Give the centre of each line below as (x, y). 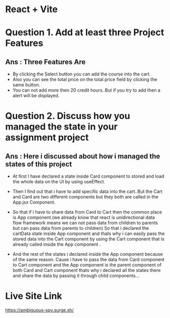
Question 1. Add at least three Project (85, 33)
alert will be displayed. (36, 96)
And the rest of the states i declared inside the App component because (88, 254)
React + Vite (32, 9)
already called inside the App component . (57, 245)
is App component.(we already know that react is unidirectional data (84, 217)
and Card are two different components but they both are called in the (85, 197)
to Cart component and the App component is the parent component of (87, 265)
